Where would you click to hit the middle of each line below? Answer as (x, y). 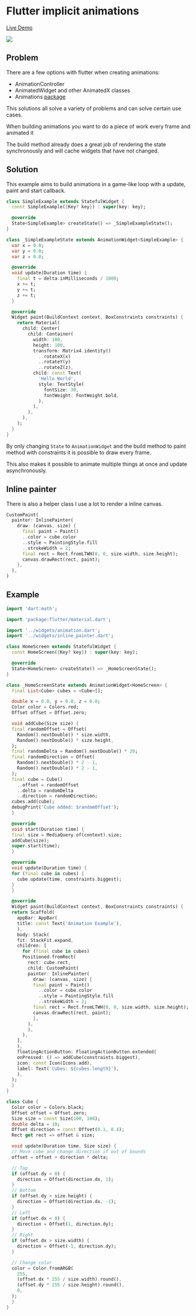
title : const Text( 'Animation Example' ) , (69, 923)
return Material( (39, 323)
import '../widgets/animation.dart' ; (53, 630)
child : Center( (41, 328)
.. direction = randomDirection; (57, 796)
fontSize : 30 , (61, 390)
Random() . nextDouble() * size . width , (64, 735)
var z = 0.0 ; (28, 256)
